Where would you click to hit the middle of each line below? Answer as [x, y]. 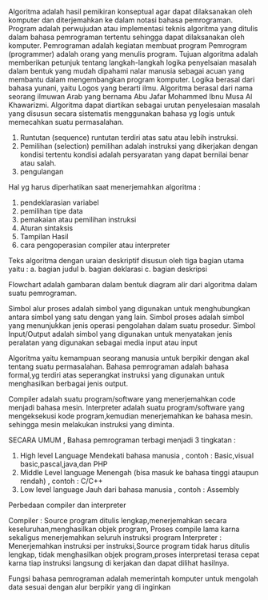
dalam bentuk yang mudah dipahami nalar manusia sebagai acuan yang [126, 71]
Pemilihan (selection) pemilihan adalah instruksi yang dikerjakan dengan [139, 146]
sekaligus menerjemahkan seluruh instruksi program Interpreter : [115, 538]
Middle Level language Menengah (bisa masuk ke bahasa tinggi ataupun [139, 472]
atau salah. [38, 163]
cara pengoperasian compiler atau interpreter [95, 245]
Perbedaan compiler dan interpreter [67, 505]
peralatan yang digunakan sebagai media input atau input [103, 342]
